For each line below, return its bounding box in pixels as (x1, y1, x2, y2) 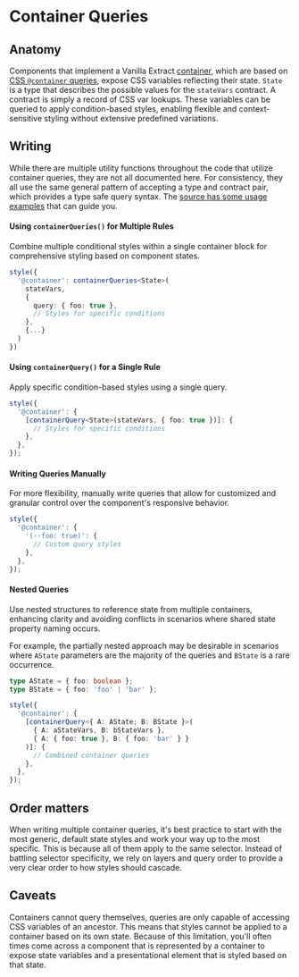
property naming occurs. (9, 623, 101, 634)
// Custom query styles (32, 539, 122, 549)
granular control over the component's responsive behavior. (9, 498, 230, 509)
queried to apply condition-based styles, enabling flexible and (9, 104, 237, 114)
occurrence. (9, 659, 54, 670)
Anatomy (9, 42, 62, 57)
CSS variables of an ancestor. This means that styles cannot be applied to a (9, 921, 287, 931)
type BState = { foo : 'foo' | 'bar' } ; (9, 685, 158, 694)
